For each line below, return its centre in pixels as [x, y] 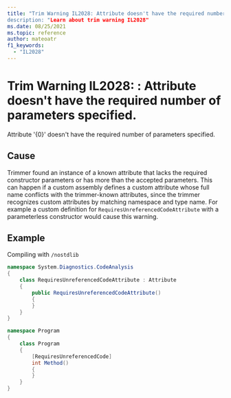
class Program [40, 344]
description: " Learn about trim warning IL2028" [78, 20]
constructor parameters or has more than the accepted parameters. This [110, 180]
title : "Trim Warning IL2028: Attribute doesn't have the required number [117, 13]
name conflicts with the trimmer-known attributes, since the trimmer [104, 194]
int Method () [51, 363]
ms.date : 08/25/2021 [37, 26]
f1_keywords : [26, 45]
